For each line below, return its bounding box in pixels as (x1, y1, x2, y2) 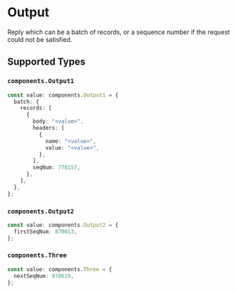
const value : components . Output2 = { (7, 221, 119, 228)
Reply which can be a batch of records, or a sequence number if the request (7, 28, 230, 36)
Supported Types (7, 56, 86, 68)
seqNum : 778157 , (33, 164, 81, 171)
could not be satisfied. (7, 35, 73, 43)
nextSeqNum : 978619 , (13, 272, 74, 280)
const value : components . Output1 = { (7, 92, 119, 99)
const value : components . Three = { (7, 265, 112, 273)
